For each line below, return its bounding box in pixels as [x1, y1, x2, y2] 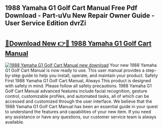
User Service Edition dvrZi [5, 19, 86, 27]
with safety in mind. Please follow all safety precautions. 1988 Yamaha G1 [5, 83, 152, 89]
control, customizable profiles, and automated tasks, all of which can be [5, 93, 149, 99]
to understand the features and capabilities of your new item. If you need [5, 109, 151, 114]
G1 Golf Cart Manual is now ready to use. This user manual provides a [5, 68, 145, 73]
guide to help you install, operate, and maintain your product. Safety [21, 73, 158, 78]
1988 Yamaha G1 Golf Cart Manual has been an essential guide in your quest [5, 104, 158, 109]
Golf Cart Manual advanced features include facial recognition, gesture [5, 88, 147, 94]
